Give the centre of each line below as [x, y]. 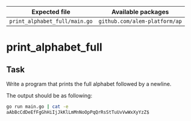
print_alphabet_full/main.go [51, 21]
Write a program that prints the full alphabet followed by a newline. [89, 84]
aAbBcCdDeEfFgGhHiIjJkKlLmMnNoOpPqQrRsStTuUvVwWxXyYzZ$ [78, 112]
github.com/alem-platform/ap [140, 21]
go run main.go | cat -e [37, 107]
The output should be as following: [49, 95]
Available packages [140, 12]
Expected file [51, 12]
